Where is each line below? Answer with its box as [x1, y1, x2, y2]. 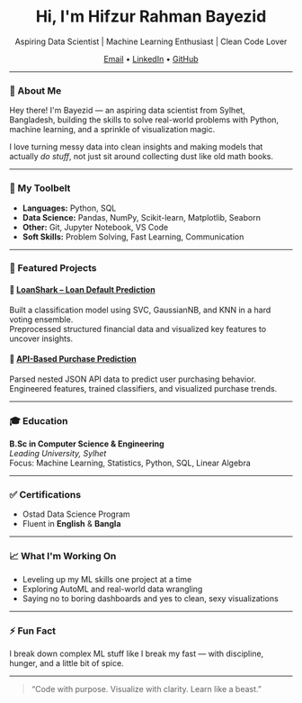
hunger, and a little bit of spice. [9, 658, 124, 669]
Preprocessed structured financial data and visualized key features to [9, 323, 267, 334]
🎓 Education [9, 414, 68, 427]
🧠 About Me [9, 84, 62, 96]
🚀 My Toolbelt [9, 182, 71, 194]
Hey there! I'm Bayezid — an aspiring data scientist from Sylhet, [9, 105, 245, 116]
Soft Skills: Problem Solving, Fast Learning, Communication [22, 231, 244, 242]
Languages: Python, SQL [22, 203, 117, 213]
